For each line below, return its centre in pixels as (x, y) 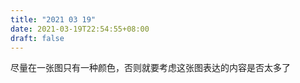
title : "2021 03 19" (53, 19)
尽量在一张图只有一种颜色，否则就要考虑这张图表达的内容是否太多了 (150, 68)
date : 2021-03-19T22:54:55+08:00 (80, 29)
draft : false (37, 38)
